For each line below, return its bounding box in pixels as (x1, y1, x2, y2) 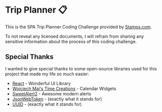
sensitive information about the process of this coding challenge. (5, 38, 137, 45)
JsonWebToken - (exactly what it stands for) (12, 96, 102, 102)
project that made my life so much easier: (5, 71, 90, 77)
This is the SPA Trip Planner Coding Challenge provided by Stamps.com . (5, 23, 152, 30)
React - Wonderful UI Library (12, 80, 71, 86)
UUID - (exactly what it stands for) (12, 101, 82, 107)
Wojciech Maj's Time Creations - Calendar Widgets (12, 86, 117, 91)
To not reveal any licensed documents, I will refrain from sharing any (5, 33, 144, 39)
